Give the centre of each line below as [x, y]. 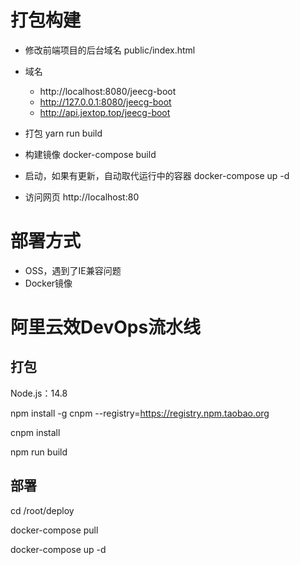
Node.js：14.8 [39, 393]
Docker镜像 [48, 283]
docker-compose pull [54, 530]
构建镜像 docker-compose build [90, 154]
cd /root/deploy [42, 510]
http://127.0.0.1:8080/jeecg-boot [105, 102]
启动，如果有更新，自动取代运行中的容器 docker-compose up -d [157, 175]
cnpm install [35, 432]
